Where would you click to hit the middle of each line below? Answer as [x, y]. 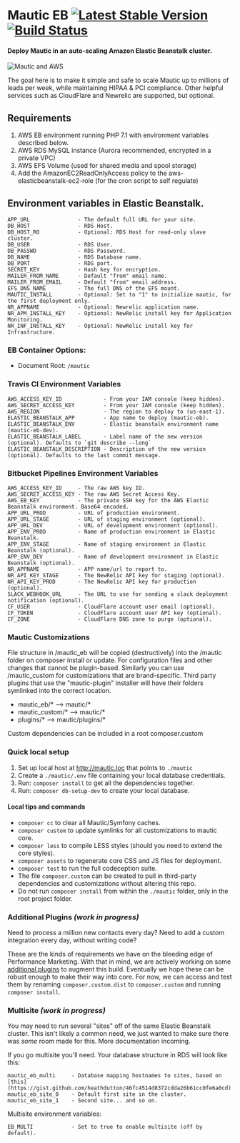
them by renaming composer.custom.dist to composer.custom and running [114, 984]
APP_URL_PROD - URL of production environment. [94, 513]
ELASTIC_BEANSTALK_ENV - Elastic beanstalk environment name [113, 424]
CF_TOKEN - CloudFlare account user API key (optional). [115, 613]
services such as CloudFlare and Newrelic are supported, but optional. [111, 96]
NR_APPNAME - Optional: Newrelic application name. [104, 307]
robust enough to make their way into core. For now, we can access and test [120, 977]
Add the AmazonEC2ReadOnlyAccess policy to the [92, 173]
